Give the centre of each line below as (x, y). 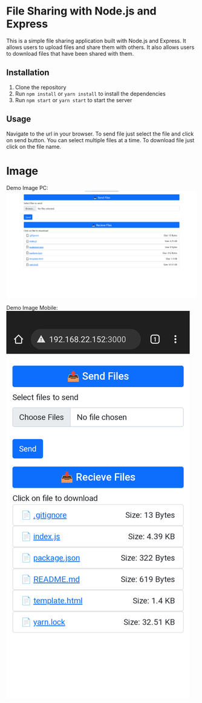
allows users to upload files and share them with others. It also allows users (100, 47)
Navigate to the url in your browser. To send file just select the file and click (100, 134)
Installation (28, 73)
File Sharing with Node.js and (82, 11)
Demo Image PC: (27, 188)
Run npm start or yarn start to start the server (73, 100)
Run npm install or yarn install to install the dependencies (90, 93)
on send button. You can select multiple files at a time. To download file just (100, 140)
